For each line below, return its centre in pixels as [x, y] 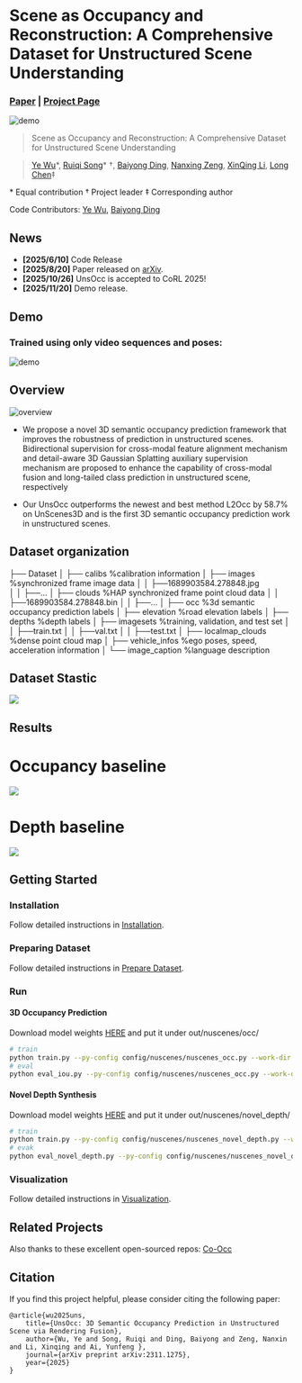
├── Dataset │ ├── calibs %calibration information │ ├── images [133, 574]
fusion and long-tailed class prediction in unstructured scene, [136, 477]
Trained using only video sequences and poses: [116, 342]
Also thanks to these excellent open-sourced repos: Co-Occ [121, 1249]
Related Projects [56, 1227]
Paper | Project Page [55, 102]
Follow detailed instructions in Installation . [87, 925]
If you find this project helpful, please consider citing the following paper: [145, 1298]
